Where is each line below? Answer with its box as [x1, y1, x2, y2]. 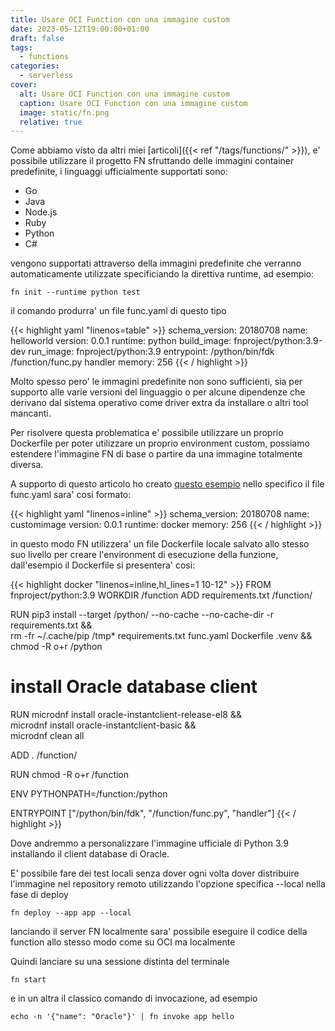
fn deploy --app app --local [10, 908, 132, 918]
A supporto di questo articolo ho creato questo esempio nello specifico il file [10, 478, 325, 490]
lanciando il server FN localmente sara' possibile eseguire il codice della [10, 926, 308, 938]
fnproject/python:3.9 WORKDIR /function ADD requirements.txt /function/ [10, 589, 313, 601]
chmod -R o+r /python [10, 641, 103, 653]
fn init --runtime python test [10, 287, 141, 298]
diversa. [10, 459, 44, 471]
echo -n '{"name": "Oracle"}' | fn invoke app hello [10, 1012, 235, 1022]
